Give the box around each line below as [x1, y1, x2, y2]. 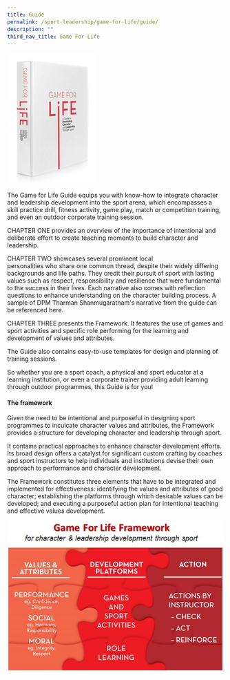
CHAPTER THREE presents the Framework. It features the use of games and [7, 319, 224, 328]
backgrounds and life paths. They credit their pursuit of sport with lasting [7, 270, 215, 278]
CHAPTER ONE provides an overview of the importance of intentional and [7, 227, 216, 235]
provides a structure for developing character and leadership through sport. [7, 428, 222, 437]
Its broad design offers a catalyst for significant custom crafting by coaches [7, 449, 222, 457]
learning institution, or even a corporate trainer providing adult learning [7, 375, 209, 384]
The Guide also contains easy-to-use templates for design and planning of [7, 348, 218, 356]
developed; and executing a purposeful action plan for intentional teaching [7, 500, 219, 508]
